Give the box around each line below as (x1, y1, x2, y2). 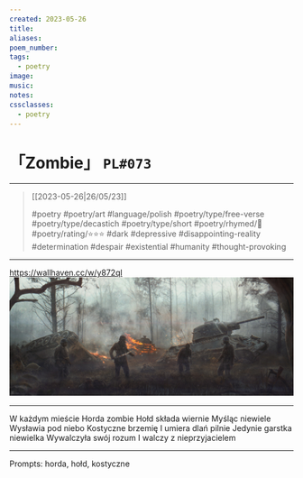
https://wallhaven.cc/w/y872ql (9, 267, 124, 279)
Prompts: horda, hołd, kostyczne (9, 458, 131, 469)
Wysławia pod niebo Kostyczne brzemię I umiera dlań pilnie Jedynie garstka (9, 423, 293, 434)
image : (9, 72, 34, 81)
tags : (9, 52, 30, 62)
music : (9, 81, 34, 90)
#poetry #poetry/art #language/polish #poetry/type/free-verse (31, 208, 265, 220)
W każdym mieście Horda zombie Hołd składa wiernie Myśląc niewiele (9, 413, 271, 424)
